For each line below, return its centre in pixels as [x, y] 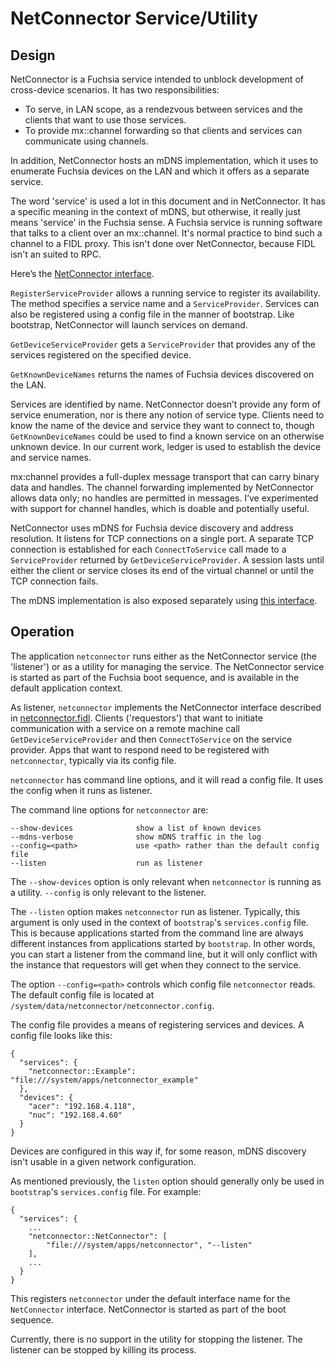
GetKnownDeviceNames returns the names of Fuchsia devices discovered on [162, 374]
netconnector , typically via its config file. [93, 760]
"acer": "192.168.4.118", [82, 1106]
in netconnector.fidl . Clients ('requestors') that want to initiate [136, 718]
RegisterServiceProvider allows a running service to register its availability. [165, 293]
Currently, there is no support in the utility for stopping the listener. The [156, 1339]
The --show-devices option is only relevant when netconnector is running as [166, 881]
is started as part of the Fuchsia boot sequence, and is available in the [155, 677]
